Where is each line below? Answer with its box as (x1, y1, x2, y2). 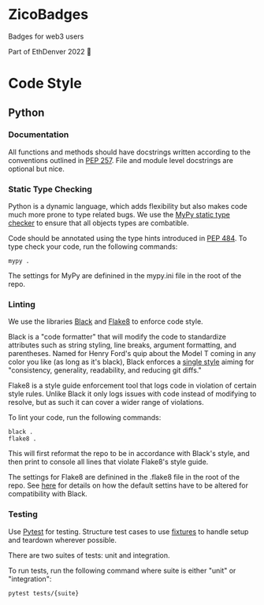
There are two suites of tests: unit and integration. (8, 550, 170, 560)
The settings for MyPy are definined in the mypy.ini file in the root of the (8, 271, 242, 280)
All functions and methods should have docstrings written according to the (8, 147, 251, 157)
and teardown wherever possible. (8, 535, 117, 544)
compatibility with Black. (8, 489, 88, 499)
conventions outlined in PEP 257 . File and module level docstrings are (8, 155, 234, 165)
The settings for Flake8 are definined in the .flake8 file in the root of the (8, 473, 240, 482)
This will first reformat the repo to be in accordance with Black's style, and (8, 449, 250, 458)
